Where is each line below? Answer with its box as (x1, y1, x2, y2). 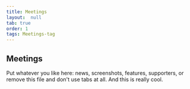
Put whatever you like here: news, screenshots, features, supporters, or (6, 69, 184, 76)
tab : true (6, 20, 31, 26)
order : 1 (6, 25, 28, 32)
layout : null (6, 14, 42, 20)
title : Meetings (6, 8, 47, 15)
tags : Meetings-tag (6, 31, 55, 37)
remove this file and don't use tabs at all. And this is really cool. (6, 76, 163, 83)
